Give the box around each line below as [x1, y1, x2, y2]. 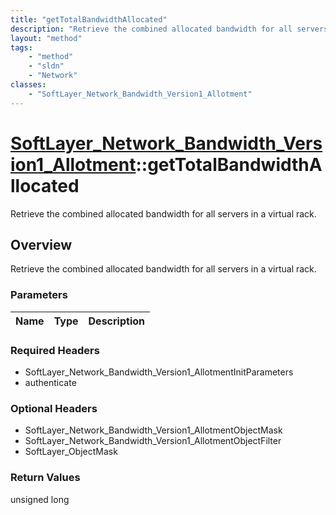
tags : [10, 42, 33, 53]
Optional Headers [10, 401, 98, 415]
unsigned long [10, 493, 70, 505]
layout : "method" [10, 33, 83, 43]
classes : [10, 80, 47, 90]
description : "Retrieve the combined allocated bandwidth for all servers [10, 24, 329, 34]
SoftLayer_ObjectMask [24, 446, 118, 458]
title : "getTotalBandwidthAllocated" [10, 14, 168, 25]
